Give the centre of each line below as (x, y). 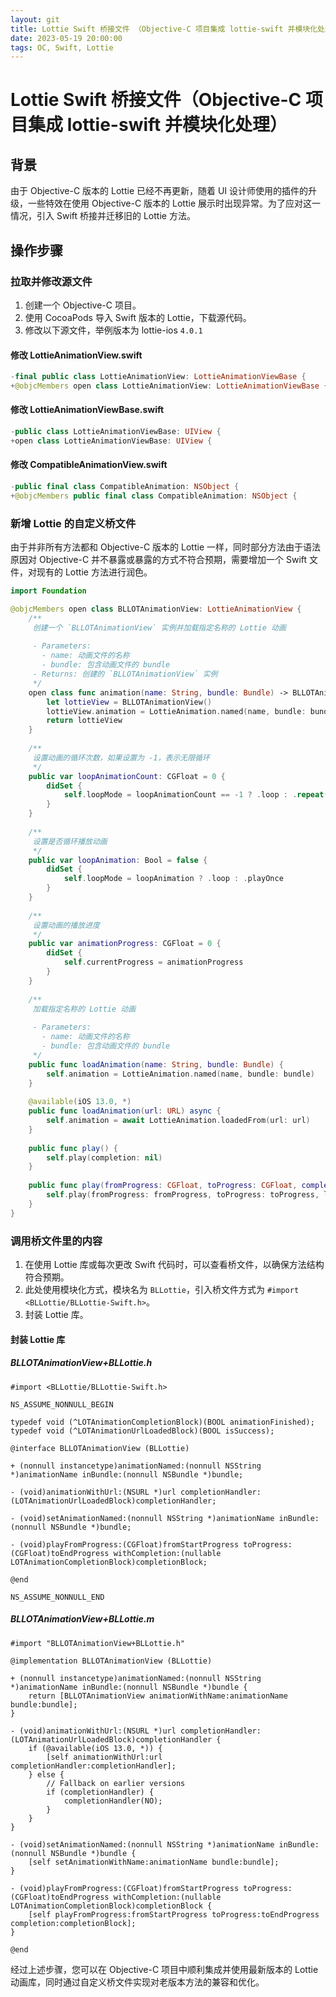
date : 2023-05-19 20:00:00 (66, 38)
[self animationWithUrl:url (104, 1757)
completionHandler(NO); (113, 1801)
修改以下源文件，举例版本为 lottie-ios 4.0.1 (113, 330)
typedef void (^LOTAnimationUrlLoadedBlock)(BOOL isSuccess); (142, 1431)
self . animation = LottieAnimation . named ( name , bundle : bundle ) (180, 1074)
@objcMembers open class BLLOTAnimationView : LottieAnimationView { (156, 609)
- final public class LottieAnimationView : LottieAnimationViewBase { (158, 377)
